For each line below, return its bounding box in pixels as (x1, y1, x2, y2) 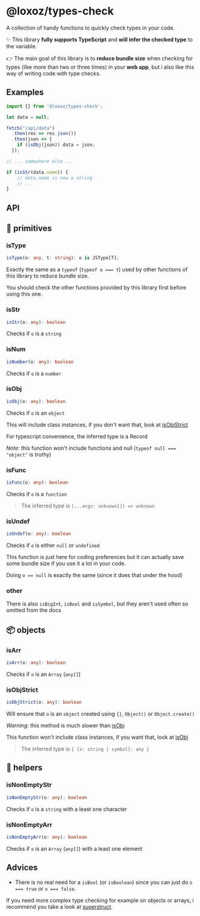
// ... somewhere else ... (6, 158, 74, 164)
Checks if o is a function (6, 490, 67, 497)
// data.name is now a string (17, 175, 93, 181)
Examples (6, 87, 44, 98)
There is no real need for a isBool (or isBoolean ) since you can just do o (14, 879, 193, 886)
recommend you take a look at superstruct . (6, 903, 113, 910)
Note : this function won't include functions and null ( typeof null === (6, 444, 177, 452)
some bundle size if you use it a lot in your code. (6, 560, 126, 567)
